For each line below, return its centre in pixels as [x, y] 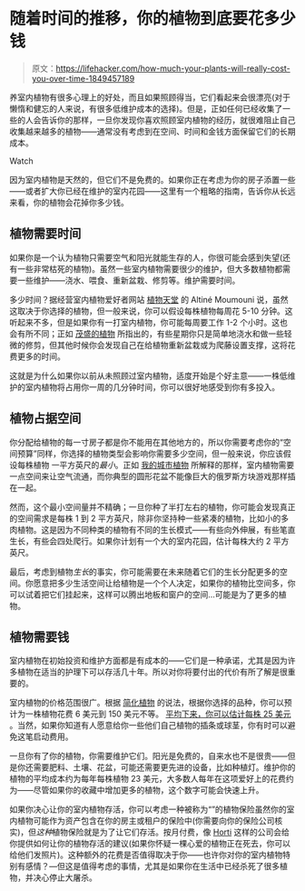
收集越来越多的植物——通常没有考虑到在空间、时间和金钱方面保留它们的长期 [152, 131]
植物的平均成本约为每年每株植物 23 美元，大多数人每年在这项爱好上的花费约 [152, 779]
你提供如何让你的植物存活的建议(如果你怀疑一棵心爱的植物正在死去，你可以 [150, 844]
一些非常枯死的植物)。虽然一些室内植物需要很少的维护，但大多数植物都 [150, 268]
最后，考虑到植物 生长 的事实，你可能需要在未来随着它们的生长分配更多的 [144, 571]
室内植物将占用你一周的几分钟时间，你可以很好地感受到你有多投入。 [152, 386]
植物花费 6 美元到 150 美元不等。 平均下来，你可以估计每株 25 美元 [166, 714]
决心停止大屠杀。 [65, 877]
